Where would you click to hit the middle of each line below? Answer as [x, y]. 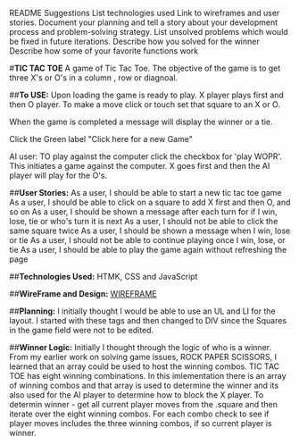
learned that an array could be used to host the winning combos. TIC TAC [145, 366]
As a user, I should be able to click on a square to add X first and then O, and [150, 202]
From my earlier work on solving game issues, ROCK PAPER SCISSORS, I [143, 357]
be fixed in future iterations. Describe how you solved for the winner [135, 41]
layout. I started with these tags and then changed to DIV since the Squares [148, 320]
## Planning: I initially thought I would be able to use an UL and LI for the [142, 311]
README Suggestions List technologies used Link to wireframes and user [145, 13]
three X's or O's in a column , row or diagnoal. [94, 78]
